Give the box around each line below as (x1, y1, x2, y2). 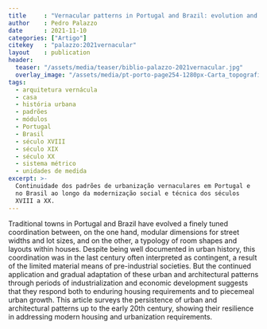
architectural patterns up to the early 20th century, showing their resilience (8, 304, 254, 313)
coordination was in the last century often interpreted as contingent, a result (8, 253, 257, 262)
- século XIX (15, 145, 59, 153)
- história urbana (15, 100, 77, 108)
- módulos (15, 116, 48, 123)
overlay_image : (15, 71, 66, 79)
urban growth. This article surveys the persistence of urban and (8, 295, 218, 304)
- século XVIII (15, 137, 66, 146)
